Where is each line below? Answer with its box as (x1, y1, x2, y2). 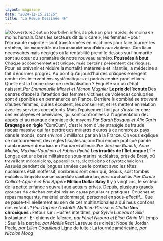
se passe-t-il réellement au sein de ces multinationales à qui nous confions (5, 199, 155, 205)
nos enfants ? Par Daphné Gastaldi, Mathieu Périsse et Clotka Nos (5, 205, 138, 210)
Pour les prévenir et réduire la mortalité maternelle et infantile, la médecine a (5, 65, 158, 71)
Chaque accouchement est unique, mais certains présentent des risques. (5, 60, 152, 66)
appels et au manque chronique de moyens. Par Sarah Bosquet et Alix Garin (5, 117, 157, 123)
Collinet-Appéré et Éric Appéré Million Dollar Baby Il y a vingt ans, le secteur (5, 179, 158, 185)
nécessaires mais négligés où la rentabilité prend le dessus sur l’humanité (5, 50, 152, 56)
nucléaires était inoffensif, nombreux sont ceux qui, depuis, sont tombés (5, 168, 149, 175)
